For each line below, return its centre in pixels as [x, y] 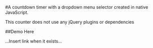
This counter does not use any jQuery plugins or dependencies [70, 22]
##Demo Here [20, 31]
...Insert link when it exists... [34, 41]
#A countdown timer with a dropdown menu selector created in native [77, 7]
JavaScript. [17, 12]
